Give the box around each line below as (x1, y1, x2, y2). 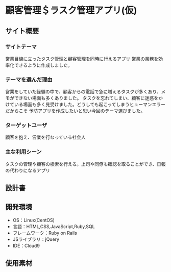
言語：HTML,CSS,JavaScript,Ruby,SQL (12, 223, 95, 230)
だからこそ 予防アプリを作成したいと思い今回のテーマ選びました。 (5, 108, 145, 114)
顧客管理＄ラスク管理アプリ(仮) (5, 5, 137, 16)
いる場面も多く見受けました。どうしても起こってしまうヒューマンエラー (14, 102, 166, 108)
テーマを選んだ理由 (5, 76, 53, 83)
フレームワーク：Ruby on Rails (12, 230, 78, 236)
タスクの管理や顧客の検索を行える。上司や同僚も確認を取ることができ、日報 (5, 161, 166, 167)
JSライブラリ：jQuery (12, 236, 60, 242)
